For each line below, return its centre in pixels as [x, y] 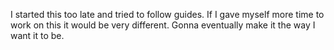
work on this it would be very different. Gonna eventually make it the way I [163, 25]
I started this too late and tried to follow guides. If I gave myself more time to [167, 14]
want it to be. [37, 35]
